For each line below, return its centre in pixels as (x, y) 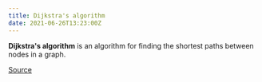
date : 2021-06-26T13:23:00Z (55, 23)
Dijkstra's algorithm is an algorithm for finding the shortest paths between (131, 45)
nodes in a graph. (37, 54)
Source (20, 69)
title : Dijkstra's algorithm (57, 16)
